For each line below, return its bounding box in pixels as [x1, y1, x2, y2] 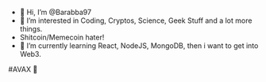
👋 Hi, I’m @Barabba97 [19, 8, 92, 17]
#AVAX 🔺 [8, 65, 38, 74]
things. [19, 24, 43, 33]
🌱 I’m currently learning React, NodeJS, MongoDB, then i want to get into [19, 41, 259, 50]
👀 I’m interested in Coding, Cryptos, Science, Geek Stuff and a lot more [19, 16, 253, 25]
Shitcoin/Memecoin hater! [19, 32, 105, 42]
